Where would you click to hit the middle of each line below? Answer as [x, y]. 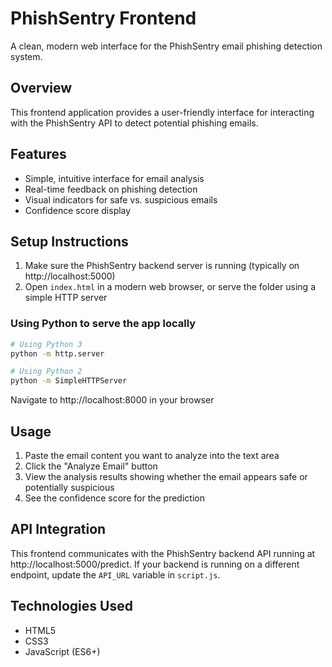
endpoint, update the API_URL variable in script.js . [115, 574]
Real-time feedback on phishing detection [111, 189]
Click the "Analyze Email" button [91, 466]
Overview [41, 88]
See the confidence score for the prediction [114, 498]
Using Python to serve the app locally [103, 324]
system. [26, 56]
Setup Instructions [69, 241]
